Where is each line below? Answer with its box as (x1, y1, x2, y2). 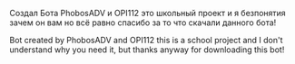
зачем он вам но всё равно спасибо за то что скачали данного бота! (9, 17, 277, 28)
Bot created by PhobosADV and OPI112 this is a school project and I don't (9, 35, 283, 45)
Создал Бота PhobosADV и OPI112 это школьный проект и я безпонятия (9, 8, 286, 18)
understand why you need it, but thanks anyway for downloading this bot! (9, 44, 285, 55)
